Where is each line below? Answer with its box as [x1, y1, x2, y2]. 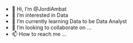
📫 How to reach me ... [11, 31, 66, 37]
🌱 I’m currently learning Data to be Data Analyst [11, 18, 128, 24]
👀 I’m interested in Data [11, 12, 69, 19]
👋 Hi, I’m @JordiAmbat [11, 6, 66, 12]
